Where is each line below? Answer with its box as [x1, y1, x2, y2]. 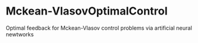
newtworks [6, 30, 34, 38]
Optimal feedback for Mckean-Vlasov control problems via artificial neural [6, 24, 192, 31]
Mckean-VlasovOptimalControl [6, 4, 168, 18]
